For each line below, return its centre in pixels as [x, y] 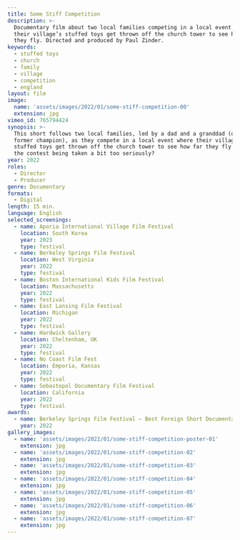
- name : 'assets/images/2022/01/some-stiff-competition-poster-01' [116, 439]
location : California [52, 392]
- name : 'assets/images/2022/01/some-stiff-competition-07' [105, 519]
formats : [20, 194]
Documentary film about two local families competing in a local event [123, 27]
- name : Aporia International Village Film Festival [94, 226]
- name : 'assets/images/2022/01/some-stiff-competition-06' [105, 505]
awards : [19, 412]
